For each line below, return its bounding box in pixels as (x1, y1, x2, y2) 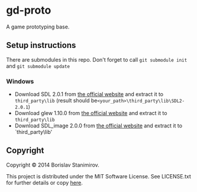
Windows (6, 77, 34, 85)
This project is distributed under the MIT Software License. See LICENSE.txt (6, 172, 191, 180)
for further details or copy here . (6, 179, 83, 186)
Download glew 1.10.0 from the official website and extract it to (14, 110, 167, 117)
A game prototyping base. (6, 23, 70, 30)
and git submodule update (6, 62, 70, 69)
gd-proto (6, 4, 51, 17)
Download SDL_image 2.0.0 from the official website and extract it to (14, 122, 182, 129)
